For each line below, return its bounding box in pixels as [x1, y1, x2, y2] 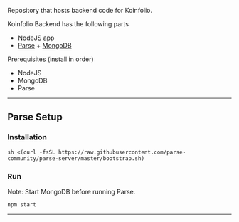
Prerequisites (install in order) [7, 55, 94, 63]
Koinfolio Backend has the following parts [7, 20, 129, 28]
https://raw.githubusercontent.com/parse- [58, 149, 186, 156]
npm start [7, 201, 37, 208]
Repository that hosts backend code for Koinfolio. [7, 6, 153, 14]
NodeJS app [17, 33, 55, 42]
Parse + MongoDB [17, 41, 73, 49]
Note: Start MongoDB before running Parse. [7, 187, 136, 196]
